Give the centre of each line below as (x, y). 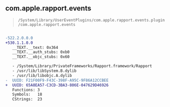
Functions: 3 (26, 90)
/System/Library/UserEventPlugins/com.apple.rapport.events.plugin (91, 20)
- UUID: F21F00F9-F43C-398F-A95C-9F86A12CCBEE (57, 80)
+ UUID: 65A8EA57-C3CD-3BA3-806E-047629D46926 (57, 85)
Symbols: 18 (27, 95)
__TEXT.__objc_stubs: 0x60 (41, 57)
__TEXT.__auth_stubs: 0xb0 (41, 52)
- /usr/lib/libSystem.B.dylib (44, 71)
